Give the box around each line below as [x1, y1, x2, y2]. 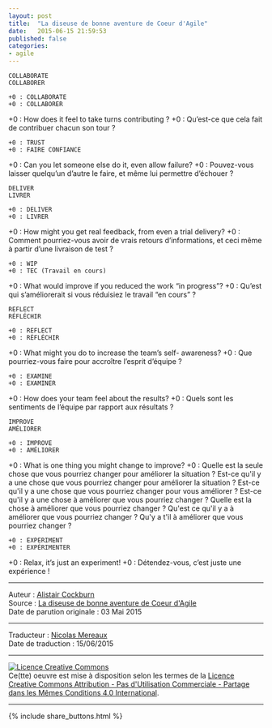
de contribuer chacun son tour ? [8, 123, 116, 132]
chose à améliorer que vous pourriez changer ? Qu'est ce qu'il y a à [8, 503, 235, 513]
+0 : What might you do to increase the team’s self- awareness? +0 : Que [8, 348, 253, 358]
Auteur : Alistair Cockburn [8, 589, 95, 599]
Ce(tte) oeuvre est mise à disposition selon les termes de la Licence [8, 670, 235, 680]
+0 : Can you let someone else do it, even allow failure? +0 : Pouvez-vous [8, 160, 254, 169]
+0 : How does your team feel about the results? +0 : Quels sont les [8, 394, 234, 403]
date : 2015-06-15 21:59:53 [8, 27, 107, 35]
